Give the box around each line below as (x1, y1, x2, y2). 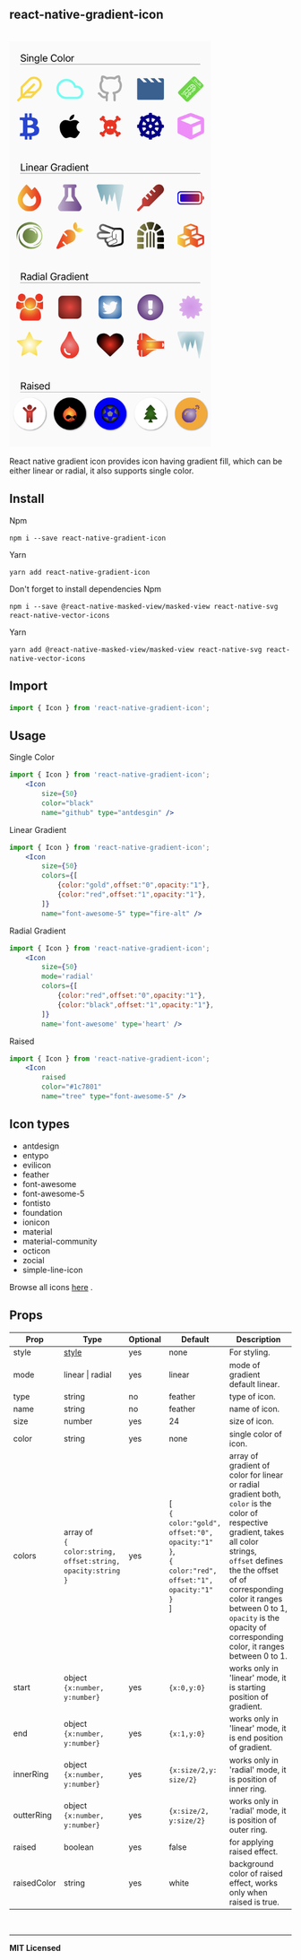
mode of (228, 1359, 261, 1370)
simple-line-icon (21, 1264, 83, 1275)
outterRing (13, 1810, 52, 1821)
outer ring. (228, 1824, 268, 1834)
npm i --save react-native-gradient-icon (9, 533, 167, 542)
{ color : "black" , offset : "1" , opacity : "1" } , (56, 1000, 215, 1010)
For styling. (228, 1347, 271, 1357)
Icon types (9, 1116, 70, 1132)
